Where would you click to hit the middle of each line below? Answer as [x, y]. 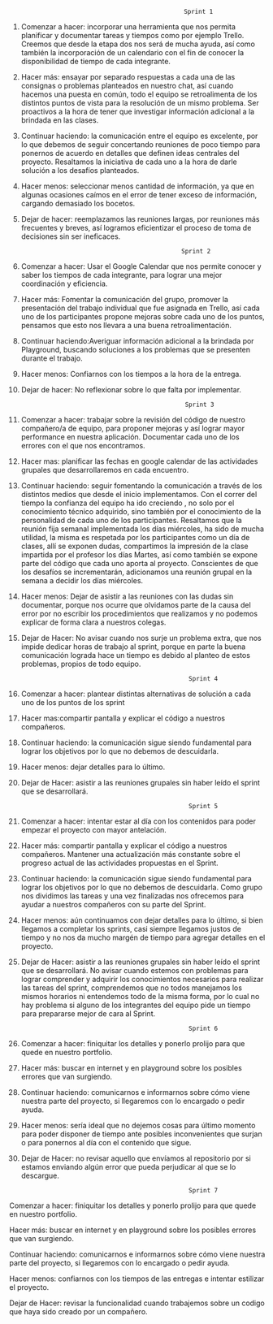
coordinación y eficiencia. [64, 283]
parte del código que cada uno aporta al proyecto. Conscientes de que [139, 563]
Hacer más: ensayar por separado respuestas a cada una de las [128, 77]
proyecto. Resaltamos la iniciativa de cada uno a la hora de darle [129, 162]
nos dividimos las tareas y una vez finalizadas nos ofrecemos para [132, 896]
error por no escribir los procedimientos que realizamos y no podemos [139, 614]
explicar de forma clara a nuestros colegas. [93, 622]
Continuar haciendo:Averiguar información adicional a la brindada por [137, 341]
